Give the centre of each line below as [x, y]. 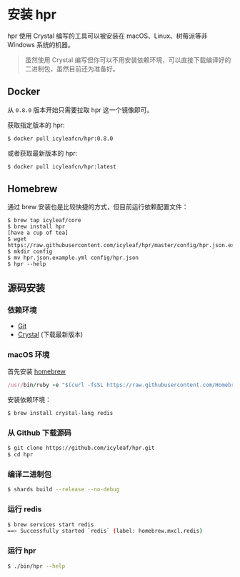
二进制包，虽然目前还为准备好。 [72, 69]
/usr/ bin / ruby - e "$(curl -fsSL [55, 385]
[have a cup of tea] [38, 233]
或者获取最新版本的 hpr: [42, 153]
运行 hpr [22, 551]
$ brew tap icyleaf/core [44, 221]
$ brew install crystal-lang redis [60, 413]
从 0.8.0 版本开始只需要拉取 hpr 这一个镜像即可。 [80, 110]
